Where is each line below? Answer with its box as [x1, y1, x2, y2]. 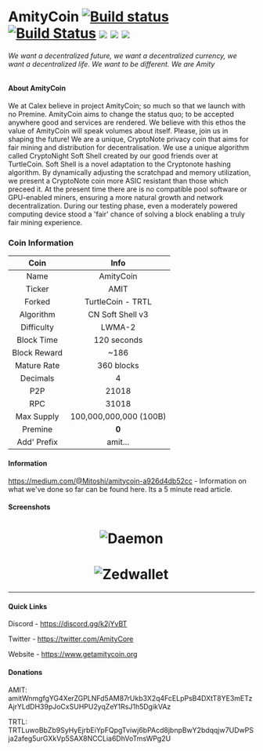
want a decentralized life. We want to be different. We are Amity [8, 59, 215, 68]
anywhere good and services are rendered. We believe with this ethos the [8, 118, 247, 127]
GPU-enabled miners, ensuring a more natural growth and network [8, 193, 224, 202]
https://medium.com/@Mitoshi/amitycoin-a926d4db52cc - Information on [8, 476, 247, 486]
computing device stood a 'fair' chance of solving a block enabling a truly [8, 210, 245, 219]
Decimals [20, 373, 55, 384]
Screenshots [8, 502, 51, 512]
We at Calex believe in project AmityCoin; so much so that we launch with [8, 101, 246, 110]
